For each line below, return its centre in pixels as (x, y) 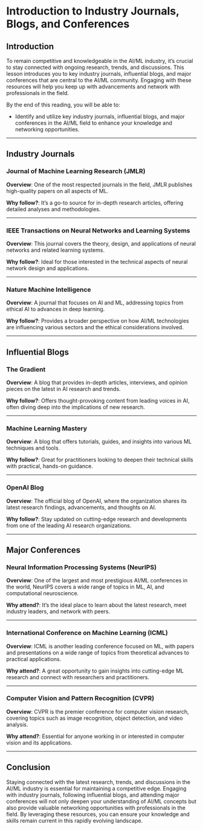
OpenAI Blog (25, 487)
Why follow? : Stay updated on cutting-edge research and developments (97, 519)
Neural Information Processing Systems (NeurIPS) (82, 567)
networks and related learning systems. (55, 250)
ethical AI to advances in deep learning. (56, 309)
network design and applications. (48, 268)
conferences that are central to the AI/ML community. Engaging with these (99, 80)
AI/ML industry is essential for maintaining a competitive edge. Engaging (96, 788)
